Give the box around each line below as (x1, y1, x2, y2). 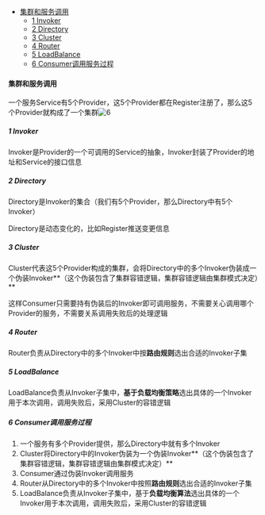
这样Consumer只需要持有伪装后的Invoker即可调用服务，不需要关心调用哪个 (8, 298, 254, 308)
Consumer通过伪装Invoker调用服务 (19, 469, 134, 478)
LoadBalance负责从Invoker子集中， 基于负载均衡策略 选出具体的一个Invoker (8, 388, 252, 398)
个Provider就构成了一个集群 (8, 108, 99, 117)
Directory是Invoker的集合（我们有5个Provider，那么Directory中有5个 (8, 197, 233, 206)
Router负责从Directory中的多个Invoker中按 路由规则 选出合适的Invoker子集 (8, 348, 248, 358)
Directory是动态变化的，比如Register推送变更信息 (8, 224, 171, 233)
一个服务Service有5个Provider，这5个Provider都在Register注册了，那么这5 (8, 98, 252, 107)
